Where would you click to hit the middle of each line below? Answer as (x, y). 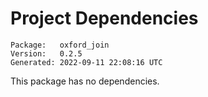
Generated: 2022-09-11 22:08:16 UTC (86, 62)
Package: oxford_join (60, 45)
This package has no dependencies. (85, 81)
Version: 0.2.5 (46, 53)
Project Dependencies (104, 18)
